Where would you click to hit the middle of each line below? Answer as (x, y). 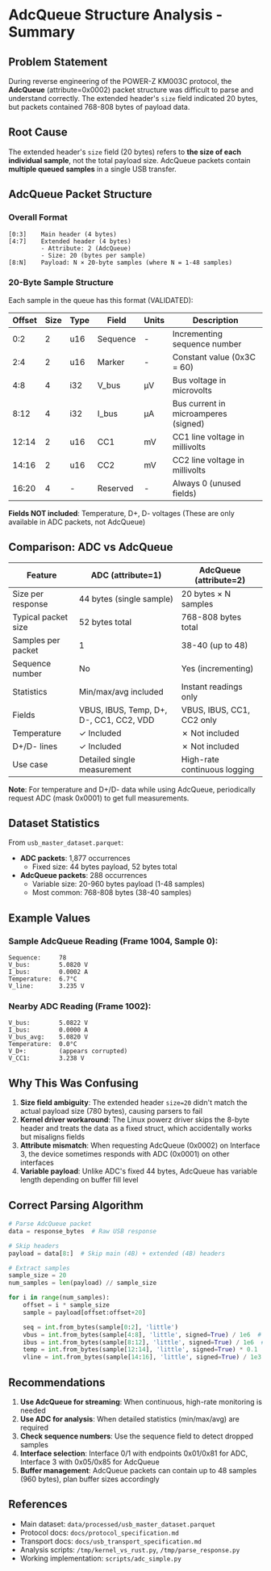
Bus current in (199, 403)
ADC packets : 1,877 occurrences (75, 859)
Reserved (115, 488)
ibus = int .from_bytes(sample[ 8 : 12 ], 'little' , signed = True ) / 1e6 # (144, 1342)
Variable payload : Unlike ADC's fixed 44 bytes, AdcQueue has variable (139, 1171)
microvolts (192, 390)
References (38, 1504)
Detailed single (107, 759)
